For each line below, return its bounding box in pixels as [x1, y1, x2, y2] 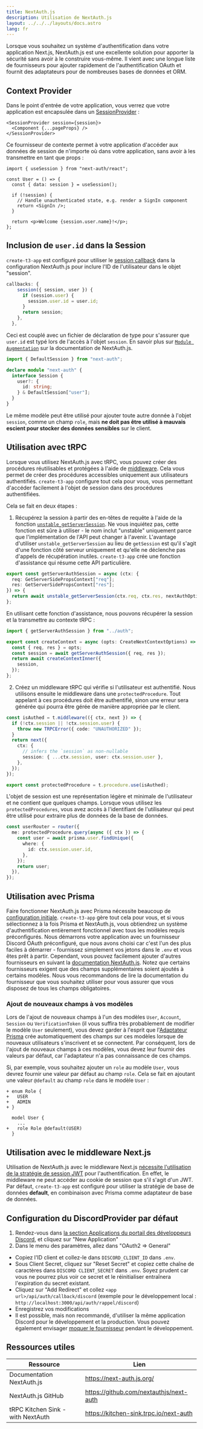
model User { [11, 1115, 45, 1121]
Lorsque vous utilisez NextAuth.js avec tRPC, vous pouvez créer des [6, 458, 177, 465]
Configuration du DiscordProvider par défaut [6, 1213, 178, 1224]
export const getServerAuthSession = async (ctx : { [6, 571, 139, 577]
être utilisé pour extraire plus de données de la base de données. [6, 812, 169, 820]
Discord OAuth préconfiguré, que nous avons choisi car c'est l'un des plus [6, 940, 192, 947]
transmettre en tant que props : [6, 154, 84, 161]
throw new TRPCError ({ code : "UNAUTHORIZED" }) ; [17, 726, 142, 732]
